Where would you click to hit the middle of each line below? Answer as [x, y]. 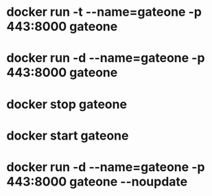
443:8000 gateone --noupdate [97, 181]
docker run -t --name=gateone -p [104, 12]
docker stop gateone [67, 104]
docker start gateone [68, 135]
